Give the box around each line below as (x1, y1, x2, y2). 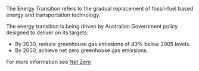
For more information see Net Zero (6, 59, 91, 65)
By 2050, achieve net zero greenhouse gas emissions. (14, 47, 148, 54)
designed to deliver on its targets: (6, 29, 89, 36)
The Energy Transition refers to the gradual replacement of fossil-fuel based (6, 5, 194, 12)
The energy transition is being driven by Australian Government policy (6, 23, 178, 30)
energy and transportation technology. (6, 11, 101, 18)
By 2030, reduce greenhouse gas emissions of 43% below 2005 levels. (14, 41, 191, 47)
